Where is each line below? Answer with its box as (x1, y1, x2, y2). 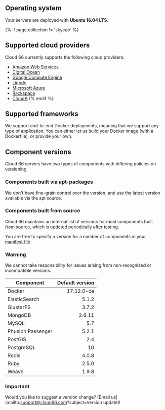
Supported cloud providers (5, 41, 90, 50)
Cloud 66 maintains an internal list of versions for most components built (5, 218, 153, 224)
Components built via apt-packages (5, 178, 93, 185)
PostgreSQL (7, 344, 36, 351)
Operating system (5, 4, 62, 12)
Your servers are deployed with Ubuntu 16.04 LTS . (5, 17, 109, 23)
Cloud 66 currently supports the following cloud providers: (5, 54, 124, 60)
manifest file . (5, 239, 32, 245)
